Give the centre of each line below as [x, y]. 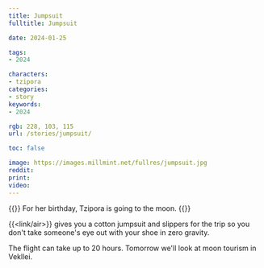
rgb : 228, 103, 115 [41, 126]
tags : [17, 52]
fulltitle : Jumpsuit [43, 23]
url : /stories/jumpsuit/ [50, 134]
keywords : [25, 104]
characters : [28, 74]
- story [21, 97]
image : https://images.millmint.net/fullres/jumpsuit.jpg [108, 163]
